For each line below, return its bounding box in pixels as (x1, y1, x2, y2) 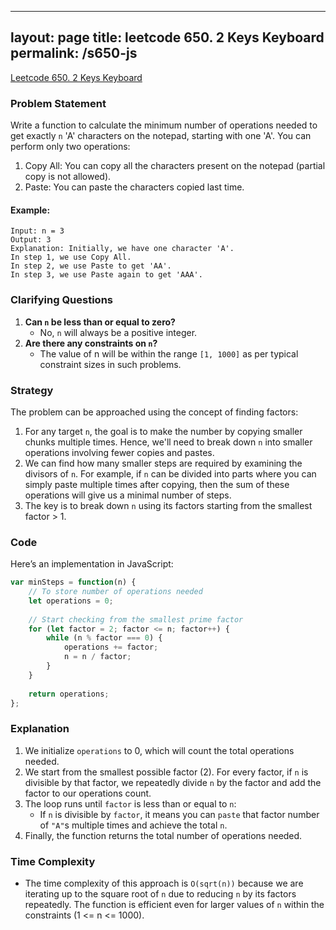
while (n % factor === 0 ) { (46, 633, 163, 643)
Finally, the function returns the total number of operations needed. (24, 829, 303, 841)
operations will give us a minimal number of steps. (24, 489, 232, 501)
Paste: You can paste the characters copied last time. (24, 181, 245, 193)
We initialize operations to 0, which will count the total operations (24, 744, 295, 756)
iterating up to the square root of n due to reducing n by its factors (24, 888, 297, 900)
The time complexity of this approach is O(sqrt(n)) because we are (24, 877, 304, 890)
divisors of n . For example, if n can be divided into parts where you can (24, 467, 317, 480)
